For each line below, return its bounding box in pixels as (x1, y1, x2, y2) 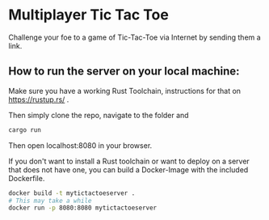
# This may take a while (8, 197, 92, 205)
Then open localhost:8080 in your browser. (8, 140, 153, 150)
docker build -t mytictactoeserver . (8, 188, 136, 197)
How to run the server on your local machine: (8, 65, 240, 78)
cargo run (8, 125, 42, 134)
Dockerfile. (8, 173, 45, 183)
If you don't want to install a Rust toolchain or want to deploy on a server (8, 156, 250, 166)
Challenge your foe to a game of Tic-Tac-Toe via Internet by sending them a (8, 32, 261, 42)
